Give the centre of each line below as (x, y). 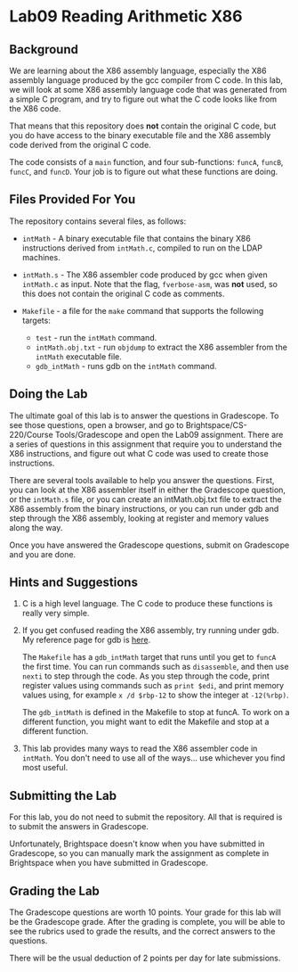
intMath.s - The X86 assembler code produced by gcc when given (145, 275)
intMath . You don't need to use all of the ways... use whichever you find (153, 758)
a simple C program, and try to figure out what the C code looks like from (143, 99)
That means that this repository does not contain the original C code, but (143, 126)
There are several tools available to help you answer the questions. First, (142, 480)
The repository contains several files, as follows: (98, 221)
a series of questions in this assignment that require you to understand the (145, 444)
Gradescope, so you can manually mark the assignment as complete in (139, 853)
